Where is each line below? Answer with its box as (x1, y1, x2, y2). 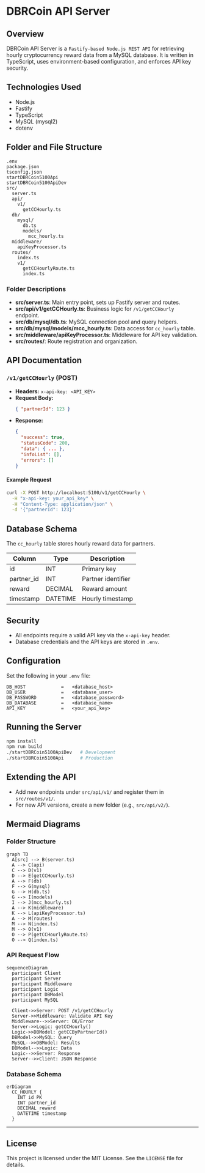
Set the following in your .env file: (6, 672, 91, 679)
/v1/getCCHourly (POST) (6, 374, 78, 382)
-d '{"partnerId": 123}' (12, 506, 75, 513)
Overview (6, 29, 45, 39)
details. (6, 1161, 25, 1168)
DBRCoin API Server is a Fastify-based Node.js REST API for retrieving (6, 45, 185, 52)
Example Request (6, 476, 52, 484)
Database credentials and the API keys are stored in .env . (15, 638, 160, 645)
